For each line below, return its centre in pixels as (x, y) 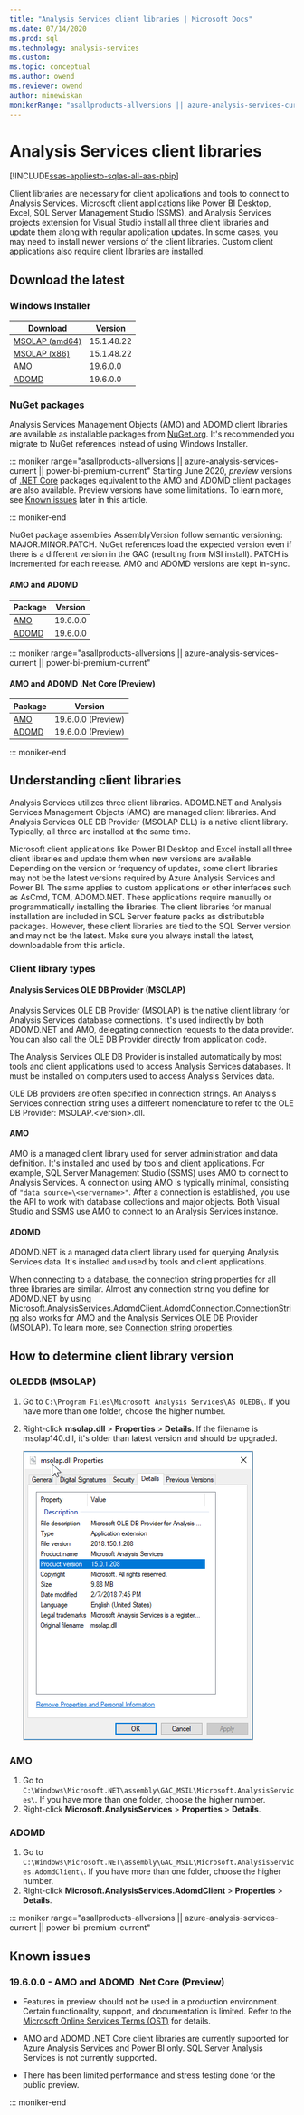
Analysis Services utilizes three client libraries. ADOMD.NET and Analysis (146, 803)
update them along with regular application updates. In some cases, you (144, 232)
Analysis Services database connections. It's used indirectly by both (137, 1020)
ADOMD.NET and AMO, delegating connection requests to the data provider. (152, 1029)
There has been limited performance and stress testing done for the (149, 2075)
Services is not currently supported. (90, 2058)
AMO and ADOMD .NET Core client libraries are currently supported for (156, 2039)
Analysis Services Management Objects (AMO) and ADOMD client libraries (148, 425)
